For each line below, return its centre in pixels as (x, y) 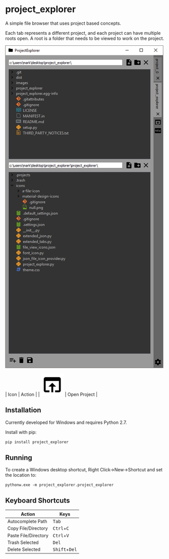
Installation (23, 410)
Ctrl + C (61, 528)
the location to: (21, 475)
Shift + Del (65, 549)
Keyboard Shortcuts (38, 500)
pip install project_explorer (37, 442)
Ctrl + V (61, 535)
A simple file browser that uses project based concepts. (63, 23)
